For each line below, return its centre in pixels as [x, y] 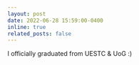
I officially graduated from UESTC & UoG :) [70, 54]
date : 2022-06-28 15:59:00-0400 [55, 20]
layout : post [27, 14]
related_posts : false [40, 34]
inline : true [27, 27]
